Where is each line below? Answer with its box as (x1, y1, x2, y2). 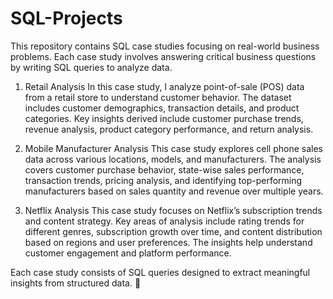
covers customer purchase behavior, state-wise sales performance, (24, 163, 305, 176)
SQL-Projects (10, 7, 123, 30)
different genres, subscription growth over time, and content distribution (24, 225, 323, 237)
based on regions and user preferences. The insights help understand (24, 236, 313, 248)
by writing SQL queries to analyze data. (10, 61, 173, 73)
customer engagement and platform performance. (24, 247, 232, 259)
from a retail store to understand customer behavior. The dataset (24, 91, 292, 103)
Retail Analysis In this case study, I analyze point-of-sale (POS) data (24, 80, 305, 92)
